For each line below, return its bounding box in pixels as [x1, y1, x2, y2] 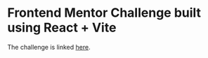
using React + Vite [7, 20, 117, 36]
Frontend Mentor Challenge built [7, 5, 202, 21]
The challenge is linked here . [7, 43, 91, 51]
